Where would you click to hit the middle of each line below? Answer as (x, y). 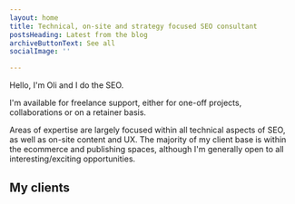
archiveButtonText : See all (63, 43)
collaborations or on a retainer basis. (78, 112)
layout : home (34, 18)
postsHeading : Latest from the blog (79, 34)
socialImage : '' (40, 52)
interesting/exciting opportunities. (73, 159)
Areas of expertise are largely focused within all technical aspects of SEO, (147, 130)
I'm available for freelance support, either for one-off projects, (126, 103)
